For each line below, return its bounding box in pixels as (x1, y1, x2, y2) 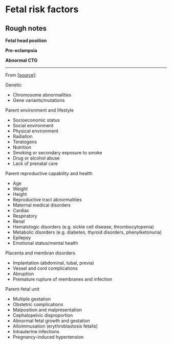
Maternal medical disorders (12, 202, 71, 208)
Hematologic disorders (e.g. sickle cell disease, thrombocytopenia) (12, 224, 155, 229)
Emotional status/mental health (12, 240, 78, 246)
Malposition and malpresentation (12, 307, 82, 313)
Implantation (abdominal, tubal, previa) (12, 260, 95, 266)
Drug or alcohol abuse (12, 155, 60, 161)
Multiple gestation (12, 296, 51, 302)
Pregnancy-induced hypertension (12, 334, 84, 340)
